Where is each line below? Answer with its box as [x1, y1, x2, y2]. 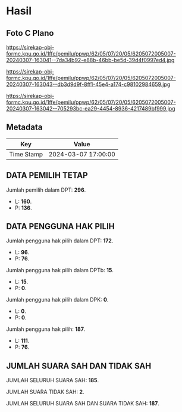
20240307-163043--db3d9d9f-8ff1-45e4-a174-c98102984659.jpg [6, 81, 171, 88]
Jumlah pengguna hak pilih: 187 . [6, 325, 86, 333]
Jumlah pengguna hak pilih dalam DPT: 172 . [6, 237, 114, 244]
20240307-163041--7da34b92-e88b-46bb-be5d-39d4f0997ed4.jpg [6, 57, 175, 63]
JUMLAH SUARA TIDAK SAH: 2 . [6, 388, 84, 395]
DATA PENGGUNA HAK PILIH [6, 222, 115, 232]
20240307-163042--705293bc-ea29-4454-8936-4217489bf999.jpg [6, 105, 175, 112]
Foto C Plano [6, 28, 54, 38]
